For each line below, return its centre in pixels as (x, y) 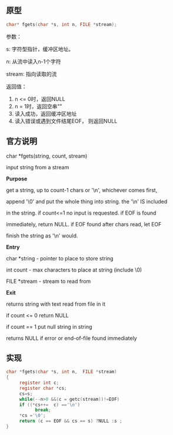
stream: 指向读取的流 (31, 74)
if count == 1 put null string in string (49, 327)
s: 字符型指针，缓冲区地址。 (40, 49)
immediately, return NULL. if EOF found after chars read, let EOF (84, 224)
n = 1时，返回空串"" (38, 106)
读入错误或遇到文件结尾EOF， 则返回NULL (66, 121)
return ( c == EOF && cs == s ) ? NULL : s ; (71, 421)
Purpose (17, 179)
